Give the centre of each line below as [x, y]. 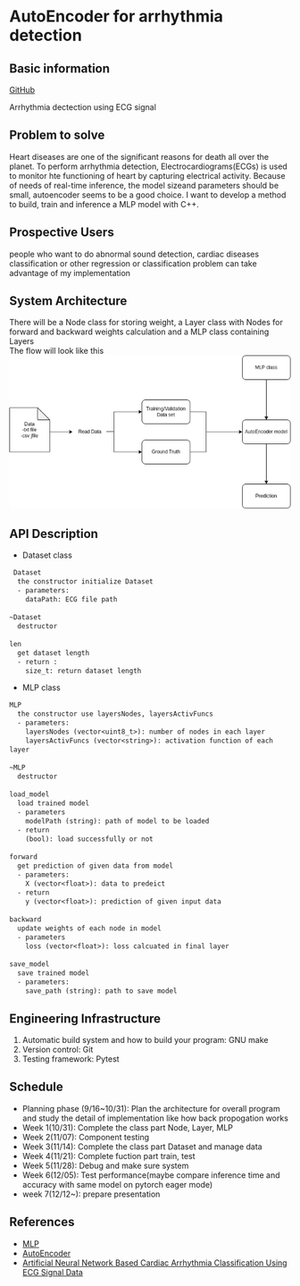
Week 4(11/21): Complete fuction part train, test [108, 1156]
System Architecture [68, 301]
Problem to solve [57, 135]
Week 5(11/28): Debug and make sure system [105, 1165]
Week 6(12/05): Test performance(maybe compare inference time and [151, 1175]
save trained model [54, 973]
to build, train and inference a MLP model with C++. [104, 204]
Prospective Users [62, 233]
